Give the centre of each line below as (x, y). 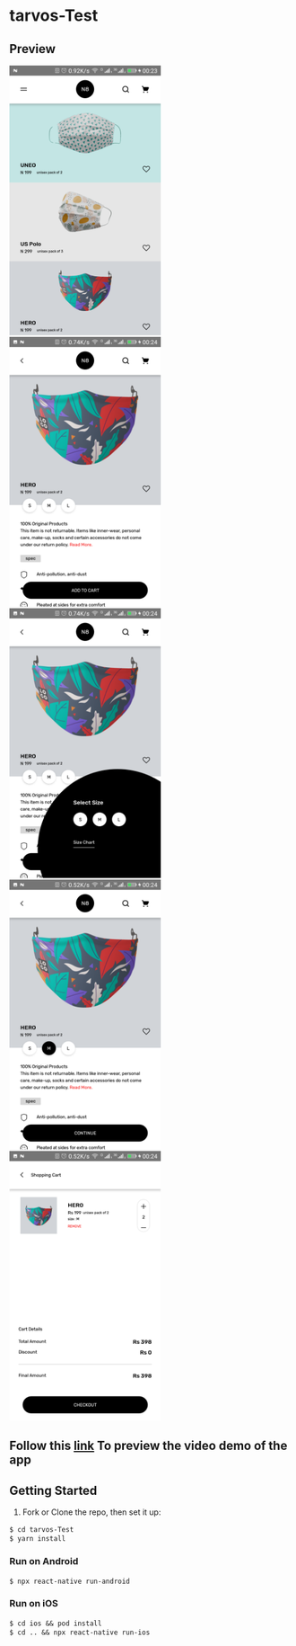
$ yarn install (38, 1539)
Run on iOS (34, 1604)
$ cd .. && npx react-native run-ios (80, 1633)
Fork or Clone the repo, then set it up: (91, 1512)
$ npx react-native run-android (70, 1581)
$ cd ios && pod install (56, 1624)
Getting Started (53, 1490)
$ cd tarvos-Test (42, 1530)
